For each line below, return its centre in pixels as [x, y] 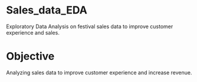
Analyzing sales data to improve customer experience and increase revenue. [99, 72]
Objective [30, 57]
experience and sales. [33, 32]
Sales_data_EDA [47, 10]
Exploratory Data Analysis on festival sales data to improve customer [90, 26]
